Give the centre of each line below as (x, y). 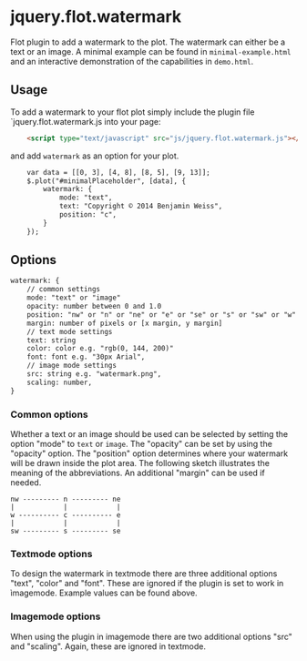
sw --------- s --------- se (66, 531)
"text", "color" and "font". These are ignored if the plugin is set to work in (147, 584)
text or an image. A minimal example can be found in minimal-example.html (151, 51)
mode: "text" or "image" (74, 298)
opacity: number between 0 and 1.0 (94, 307)
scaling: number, (60, 382)
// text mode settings (70, 331)
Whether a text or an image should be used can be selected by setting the (149, 433)
